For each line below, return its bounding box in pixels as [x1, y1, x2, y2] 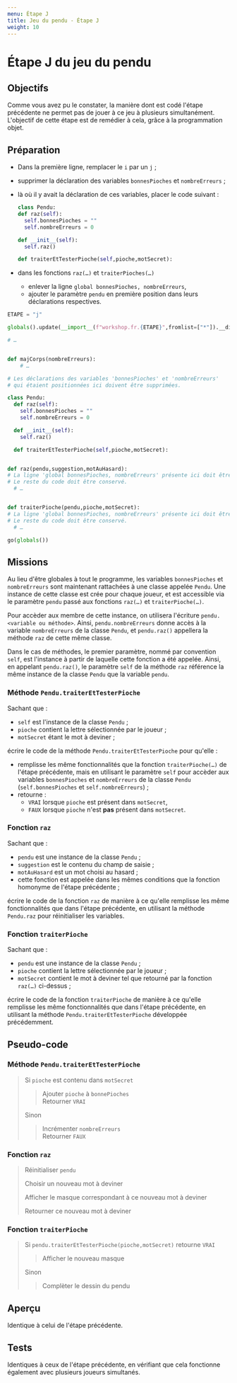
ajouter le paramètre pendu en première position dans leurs [28, 290, 199, 298]
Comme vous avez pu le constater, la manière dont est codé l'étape [7, 101, 203, 110]
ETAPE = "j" [7, 311, 42, 319]
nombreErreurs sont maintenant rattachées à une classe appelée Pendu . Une [7, 582, 226, 591]
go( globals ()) [7, 536, 49, 544]
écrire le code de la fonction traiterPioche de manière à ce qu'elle [7, 996, 202, 1004]
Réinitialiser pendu [24, 1166, 76, 1174]
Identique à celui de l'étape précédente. [7, 1321, 123, 1330]
